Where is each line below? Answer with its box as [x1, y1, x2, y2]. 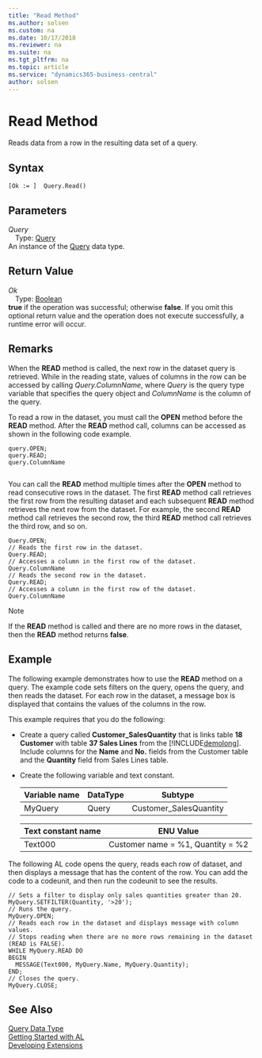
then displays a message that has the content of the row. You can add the [8, 867, 248, 877]
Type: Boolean [15, 294, 63, 304]
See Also [8, 1003, 53, 1016]
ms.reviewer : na [8, 41, 62, 49]
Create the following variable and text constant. [19, 770, 175, 780]
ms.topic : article [8, 63, 69, 71]
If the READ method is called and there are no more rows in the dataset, [8, 621, 243, 631]
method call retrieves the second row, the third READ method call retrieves [8, 513, 252, 522]
